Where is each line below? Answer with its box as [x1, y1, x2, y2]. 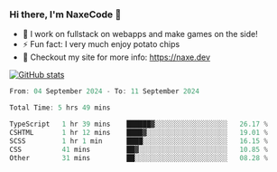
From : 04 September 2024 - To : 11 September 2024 [9, 87, 200, 96]
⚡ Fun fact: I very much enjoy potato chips [22, 39, 180, 50]
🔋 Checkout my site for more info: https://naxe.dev [22, 52, 210, 62]
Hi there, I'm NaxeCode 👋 [9, 8, 122, 21]
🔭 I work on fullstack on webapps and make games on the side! [22, 29, 259, 40]
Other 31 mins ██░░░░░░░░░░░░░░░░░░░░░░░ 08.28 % [9, 153, 269, 162]
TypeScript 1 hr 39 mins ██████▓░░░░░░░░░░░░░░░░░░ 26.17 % [9, 119, 269, 129]
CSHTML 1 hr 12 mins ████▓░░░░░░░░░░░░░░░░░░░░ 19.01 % [9, 128, 269, 137]
